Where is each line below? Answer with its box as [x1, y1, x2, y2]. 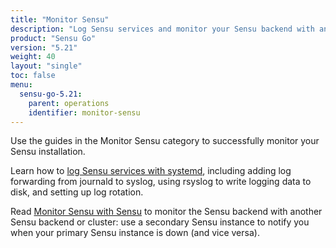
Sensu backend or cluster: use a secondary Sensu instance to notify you [10, 216, 310, 228]
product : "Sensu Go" [10, 33, 97, 43]
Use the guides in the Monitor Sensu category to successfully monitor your [10, 135, 320, 147]
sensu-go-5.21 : [19, 89, 83, 99]
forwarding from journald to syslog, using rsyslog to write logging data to [10, 176, 312, 188]
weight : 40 [10, 52, 56, 62]
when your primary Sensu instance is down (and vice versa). [10, 227, 260, 239]
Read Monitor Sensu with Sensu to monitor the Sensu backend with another [10, 206, 323, 218]
